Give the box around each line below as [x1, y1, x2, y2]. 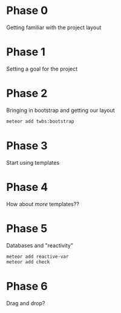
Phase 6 [6, 280, 48, 294]
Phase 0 [6, 4, 48, 18]
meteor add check [6, 259, 50, 265]
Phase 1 [6, 45, 45, 59]
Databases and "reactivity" [6, 241, 74, 249]
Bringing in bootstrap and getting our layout [6, 106, 115, 114]
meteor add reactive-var [6, 253, 69, 260]
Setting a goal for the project [6, 65, 78, 72]
